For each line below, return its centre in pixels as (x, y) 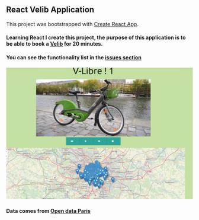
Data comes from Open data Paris (48, 211)
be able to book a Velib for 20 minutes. (54, 44)
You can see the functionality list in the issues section (74, 58)
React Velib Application (50, 10)
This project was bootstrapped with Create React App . (73, 24)
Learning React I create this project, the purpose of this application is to (96, 37)
